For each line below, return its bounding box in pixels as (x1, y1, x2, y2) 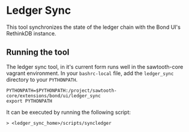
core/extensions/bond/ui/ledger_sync (6, 92, 101, 99)
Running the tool (6, 47, 70, 58)
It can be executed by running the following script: (6, 109, 131, 116)
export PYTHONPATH (6, 98, 52, 104)
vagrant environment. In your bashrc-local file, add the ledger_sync (6, 70, 174, 77)
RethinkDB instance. (6, 29, 57, 37)
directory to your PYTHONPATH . (6, 76, 78, 83)
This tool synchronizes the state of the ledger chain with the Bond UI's (6, 23, 181, 31)
